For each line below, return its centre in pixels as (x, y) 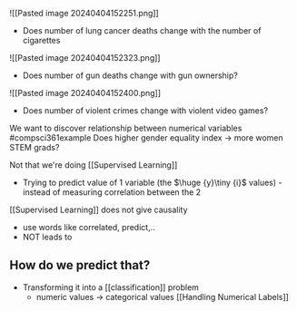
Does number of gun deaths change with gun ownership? (130, 75)
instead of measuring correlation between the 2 (112, 192)
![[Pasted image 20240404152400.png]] (85, 93)
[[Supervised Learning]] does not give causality (99, 209)
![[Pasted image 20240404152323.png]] (85, 58)
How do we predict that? (80, 265)
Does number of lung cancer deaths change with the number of (142, 30)
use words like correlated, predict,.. (89, 227)
